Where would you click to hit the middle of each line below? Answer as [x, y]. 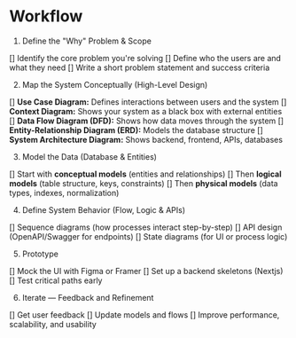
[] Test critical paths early [56, 280]
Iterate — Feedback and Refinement [88, 297]
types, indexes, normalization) [64, 193]
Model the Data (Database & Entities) [90, 156]
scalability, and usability [53, 324]
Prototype [40, 254]
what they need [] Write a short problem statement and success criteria [140, 67]
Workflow [46, 16]
